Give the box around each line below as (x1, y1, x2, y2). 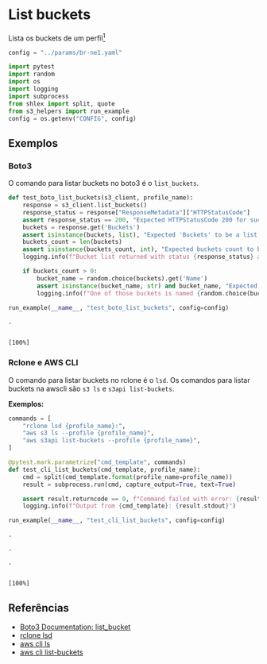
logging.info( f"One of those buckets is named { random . (37, 289, 226, 297)
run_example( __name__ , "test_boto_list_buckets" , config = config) (8, 303, 229, 311)
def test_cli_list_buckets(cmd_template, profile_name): (8, 465, 201, 473)
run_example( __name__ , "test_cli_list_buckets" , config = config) (8, 516, 226, 525)
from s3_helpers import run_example (8, 107, 130, 115)
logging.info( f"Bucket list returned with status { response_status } (22, 253, 254, 261)
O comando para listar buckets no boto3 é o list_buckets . (8, 179, 199, 188)
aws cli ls (19, 639, 50, 649)
